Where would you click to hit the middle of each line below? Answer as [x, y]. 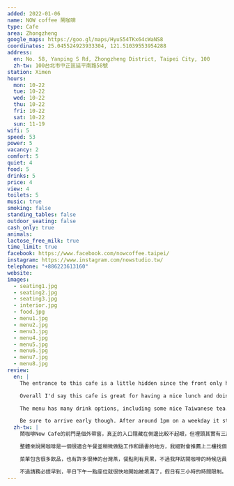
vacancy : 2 [23, 150]
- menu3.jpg [31, 331]
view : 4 [18, 189]
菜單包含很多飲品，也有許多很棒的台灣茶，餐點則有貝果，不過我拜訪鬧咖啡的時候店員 [124, 459]
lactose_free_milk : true [43, 241]
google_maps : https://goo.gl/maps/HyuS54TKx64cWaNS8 [85, 40]
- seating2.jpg [36, 293]
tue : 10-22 [29, 91]
